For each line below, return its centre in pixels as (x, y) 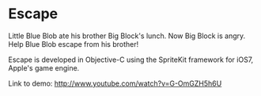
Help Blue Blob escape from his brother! (74, 44)
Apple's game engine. (44, 67)
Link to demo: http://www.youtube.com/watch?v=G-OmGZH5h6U (115, 83)
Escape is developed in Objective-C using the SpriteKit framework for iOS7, (131, 60)
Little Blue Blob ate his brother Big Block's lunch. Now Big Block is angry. (127, 36)
